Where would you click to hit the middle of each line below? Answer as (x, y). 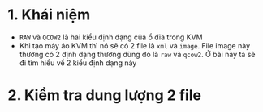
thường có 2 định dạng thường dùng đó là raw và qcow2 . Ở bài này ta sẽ (137, 54)
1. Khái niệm (49, 15)
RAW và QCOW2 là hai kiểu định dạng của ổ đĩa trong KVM (111, 37)
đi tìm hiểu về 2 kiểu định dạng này (78, 63)
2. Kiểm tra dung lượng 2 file (105, 95)
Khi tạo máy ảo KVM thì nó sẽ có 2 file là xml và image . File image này (135, 45)
